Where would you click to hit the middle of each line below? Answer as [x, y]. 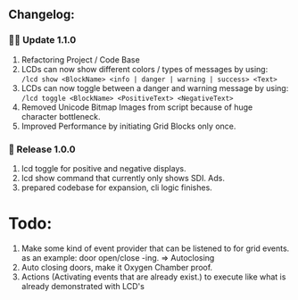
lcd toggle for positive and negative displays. [103, 168]
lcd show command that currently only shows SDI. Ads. [123, 178]
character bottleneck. [61, 116]
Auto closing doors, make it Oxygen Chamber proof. [117, 267]
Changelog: [41, 15]
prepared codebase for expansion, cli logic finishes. [117, 187]
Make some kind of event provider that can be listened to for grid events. [155, 248]
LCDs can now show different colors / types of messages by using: [145, 69]
